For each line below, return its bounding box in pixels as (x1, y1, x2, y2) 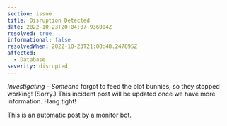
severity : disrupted (7, 63, 69, 70)
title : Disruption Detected (7, 17, 91, 24)
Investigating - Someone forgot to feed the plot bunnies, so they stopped (7, 82, 221, 90)
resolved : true (7, 30, 52, 37)
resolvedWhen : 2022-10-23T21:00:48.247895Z (7, 43, 138, 50)
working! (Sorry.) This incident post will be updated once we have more (7, 89, 216, 98)
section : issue (7, 10, 52, 18)
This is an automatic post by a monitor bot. (7, 111, 132, 119)
